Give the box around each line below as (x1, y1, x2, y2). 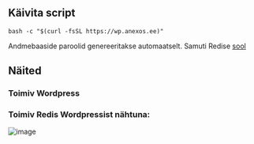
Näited (8, 64, 42, 78)
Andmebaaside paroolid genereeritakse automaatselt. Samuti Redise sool (8, 41, 246, 51)
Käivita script (8, 6, 76, 20)
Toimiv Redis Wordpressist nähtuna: (8, 109, 151, 120)
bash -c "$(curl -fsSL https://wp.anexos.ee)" (8, 27, 164, 35)
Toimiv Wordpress (8, 88, 80, 99)
